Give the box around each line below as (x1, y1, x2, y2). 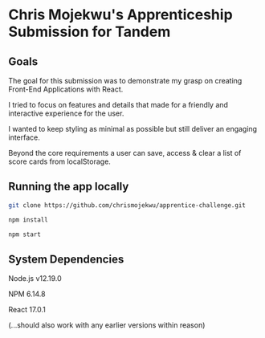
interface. (8, 132, 40, 142)
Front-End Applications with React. (8, 84, 124, 94)
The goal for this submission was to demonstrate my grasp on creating (8, 76, 243, 85)
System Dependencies (8, 252, 124, 266)
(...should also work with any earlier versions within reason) (8, 320, 206, 330)
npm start (8, 230, 42, 238)
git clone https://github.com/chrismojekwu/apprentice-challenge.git (8, 201, 247, 210)
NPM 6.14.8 (8, 289, 46, 299)
